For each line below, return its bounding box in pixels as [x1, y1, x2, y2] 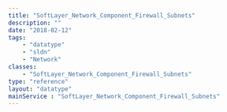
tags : [8, 33, 26, 42]
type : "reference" [8, 77, 69, 85]
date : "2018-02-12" [8, 26, 73, 34]
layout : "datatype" [8, 84, 73, 93]
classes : [8, 63, 37, 71]
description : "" [8, 19, 61, 27]
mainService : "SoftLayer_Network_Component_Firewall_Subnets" [8, 92, 221, 100]
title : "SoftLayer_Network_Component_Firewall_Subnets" [8, 11, 195, 20]
